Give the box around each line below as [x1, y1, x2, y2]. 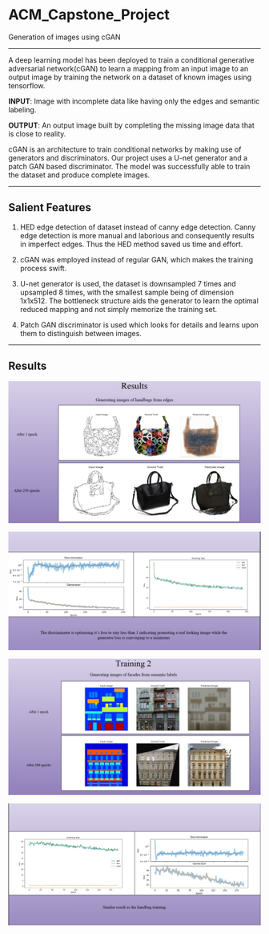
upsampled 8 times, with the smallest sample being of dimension [19, 287, 235, 297]
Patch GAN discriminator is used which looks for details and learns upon [19, 319, 259, 330]
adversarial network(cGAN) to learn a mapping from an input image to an [8, 63, 249, 73]
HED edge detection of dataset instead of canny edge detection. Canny [19, 222, 256, 232]
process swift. [19, 263, 67, 273]
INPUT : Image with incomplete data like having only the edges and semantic [8, 96, 260, 106]
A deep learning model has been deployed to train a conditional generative [8, 55, 255, 65]
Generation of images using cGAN [8, 32, 122, 42]
